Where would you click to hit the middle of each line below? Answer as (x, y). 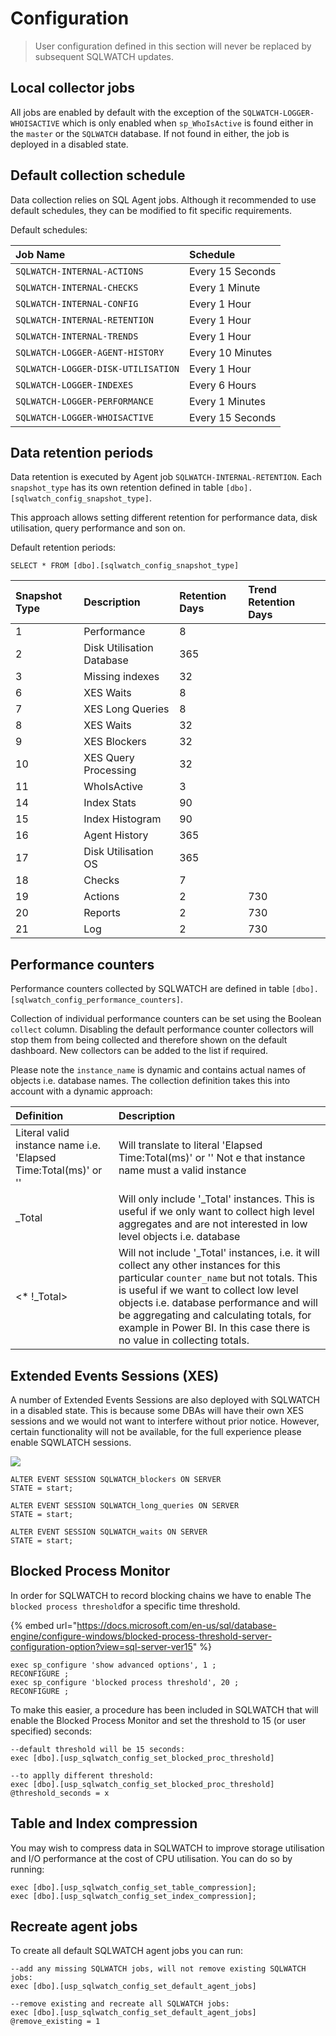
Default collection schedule (98, 175)
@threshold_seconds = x (60, 1793)
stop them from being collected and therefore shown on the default (149, 1040)
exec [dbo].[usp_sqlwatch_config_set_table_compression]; (133, 1887)
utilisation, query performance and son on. (98, 528)
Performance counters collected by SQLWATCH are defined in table (150, 989)
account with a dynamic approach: (81, 1091)
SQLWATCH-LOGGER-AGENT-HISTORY (90, 352)
